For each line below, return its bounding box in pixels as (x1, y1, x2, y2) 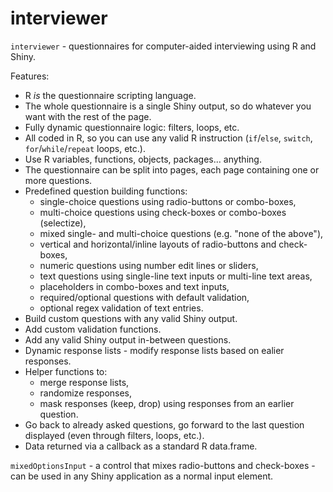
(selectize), (39, 217, 87, 229)
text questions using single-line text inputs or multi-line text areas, (39, 270, 313, 282)
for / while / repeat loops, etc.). (24, 142, 146, 154)
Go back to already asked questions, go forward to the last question (24, 418, 305, 431)
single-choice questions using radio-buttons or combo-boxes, (39, 195, 297, 207)
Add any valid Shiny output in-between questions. (24, 333, 232, 346)
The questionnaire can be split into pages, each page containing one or (24, 163, 320, 176)
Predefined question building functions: (24, 185, 188, 197)
